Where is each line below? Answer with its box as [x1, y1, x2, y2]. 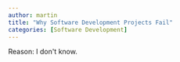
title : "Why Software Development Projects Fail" [8, 19, 174, 26]
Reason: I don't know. [8, 47, 78, 57]
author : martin [8, 11, 58, 19]
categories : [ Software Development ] [8, 26, 128, 33]
